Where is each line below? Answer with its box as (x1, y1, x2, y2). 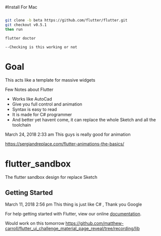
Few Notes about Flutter (5, 86, 54, 92)
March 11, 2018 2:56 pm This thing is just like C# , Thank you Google (5, 201, 142, 207)
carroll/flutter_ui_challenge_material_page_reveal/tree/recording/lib (5, 226, 140, 232)
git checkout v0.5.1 (5, 22, 47, 27)
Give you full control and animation (12, 101, 82, 107)
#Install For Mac (5, 4, 38, 10)
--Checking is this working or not (5, 44, 78, 49)
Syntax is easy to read (12, 107, 57, 112)
